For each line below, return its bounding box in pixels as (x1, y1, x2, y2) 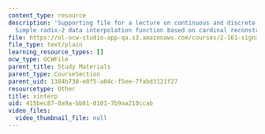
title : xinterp (8, 92, 58, 100)
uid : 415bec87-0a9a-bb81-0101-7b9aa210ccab (8, 99, 154, 107)
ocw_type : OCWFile (8, 56, 69, 64)
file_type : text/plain (8, 41, 83, 49)
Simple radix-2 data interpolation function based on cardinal (15, 26, 227, 34)
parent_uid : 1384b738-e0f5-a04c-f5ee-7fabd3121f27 (8, 77, 178, 85)
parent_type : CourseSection (8, 70, 101, 78)
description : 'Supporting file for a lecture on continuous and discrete (8, 19, 256, 27)
